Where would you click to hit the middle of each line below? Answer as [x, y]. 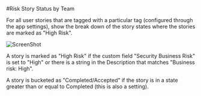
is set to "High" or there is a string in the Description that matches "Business [100, 62]
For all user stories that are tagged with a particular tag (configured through [100, 20]
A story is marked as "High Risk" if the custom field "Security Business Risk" [101, 56]
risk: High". [20, 69]
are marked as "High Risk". [39, 33]
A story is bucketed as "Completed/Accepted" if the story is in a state [92, 80]
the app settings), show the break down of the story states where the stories [101, 27]
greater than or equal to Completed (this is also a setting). [77, 86]
